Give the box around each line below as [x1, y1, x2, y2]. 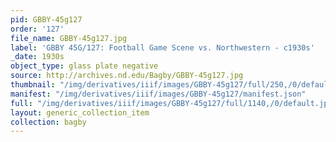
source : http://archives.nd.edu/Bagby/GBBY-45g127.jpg [10, 71, 244, 81]
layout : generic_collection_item [10, 107, 150, 118]
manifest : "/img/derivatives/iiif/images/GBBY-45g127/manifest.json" [10, 89, 307, 99]
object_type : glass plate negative [10, 61, 159, 71]
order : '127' [10, 24, 65, 34]
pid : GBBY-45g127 [10, 14, 83, 25]
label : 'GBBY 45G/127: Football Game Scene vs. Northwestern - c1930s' [10, 42, 315, 53]
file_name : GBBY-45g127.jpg [10, 33, 128, 43]
